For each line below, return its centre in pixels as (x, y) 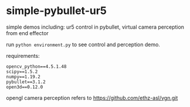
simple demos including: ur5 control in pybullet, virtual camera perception (95, 27)
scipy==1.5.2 (22, 71)
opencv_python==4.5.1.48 (36, 66)
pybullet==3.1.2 (26, 82)
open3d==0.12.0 (25, 87)
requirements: (23, 56)
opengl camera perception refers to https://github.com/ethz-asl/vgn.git (92, 98)
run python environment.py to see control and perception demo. (83, 44)
